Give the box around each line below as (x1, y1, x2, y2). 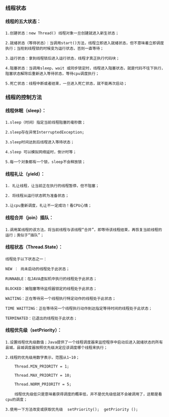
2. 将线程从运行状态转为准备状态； (5, 193, 69, 198)
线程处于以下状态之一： (5, 256, 47, 262)
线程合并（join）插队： (5, 215, 53, 221)
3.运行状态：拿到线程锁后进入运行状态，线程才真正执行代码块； (5, 56, 120, 61)
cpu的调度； (5, 397, 28, 402)
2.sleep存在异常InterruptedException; (5, 130, 85, 135)
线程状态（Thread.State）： (5, 244, 63, 250)
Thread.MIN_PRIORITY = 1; (14, 364, 70, 369)
